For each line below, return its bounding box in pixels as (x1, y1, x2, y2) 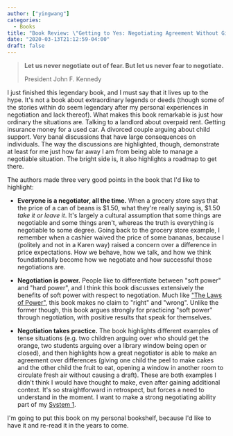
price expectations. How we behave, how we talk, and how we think (17, 248, 212, 256)
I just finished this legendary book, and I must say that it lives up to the (7, 88, 209, 97)
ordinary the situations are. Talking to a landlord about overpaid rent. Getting (7, 118, 225, 126)
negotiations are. (17, 263, 66, 271)
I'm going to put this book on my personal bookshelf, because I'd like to (7, 414, 212, 422)
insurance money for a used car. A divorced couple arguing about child (7, 126, 210, 133)
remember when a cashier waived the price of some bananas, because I (17, 233, 224, 242)
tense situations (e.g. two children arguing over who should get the (17, 334, 209, 342)
